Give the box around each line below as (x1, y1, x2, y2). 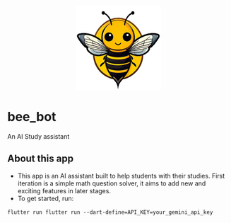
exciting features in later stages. (17, 186, 112, 195)
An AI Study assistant (7, 132, 70, 140)
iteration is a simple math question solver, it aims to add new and (17, 179, 206, 188)
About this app (7, 153, 74, 165)
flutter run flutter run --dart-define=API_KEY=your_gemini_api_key (7, 208, 213, 216)
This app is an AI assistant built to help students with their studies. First (17, 171, 225, 180)
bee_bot (7, 109, 57, 125)
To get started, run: (17, 194, 74, 202)
